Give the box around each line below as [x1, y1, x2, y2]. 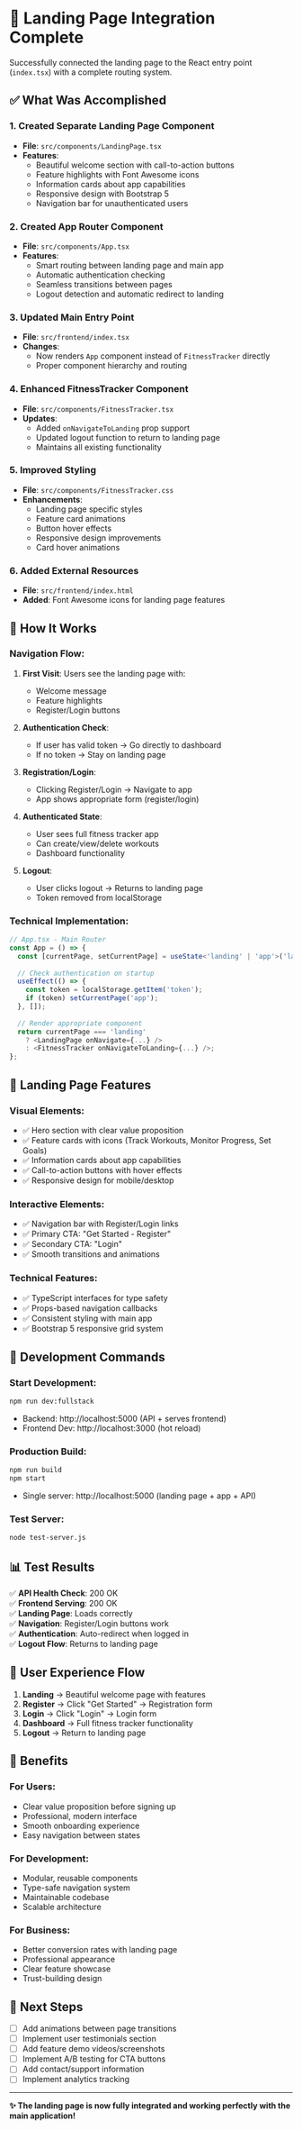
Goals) [22, 1144, 48, 1156]
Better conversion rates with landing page [22, 1944, 178, 1955]
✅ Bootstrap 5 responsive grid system [22, 1323, 164, 1334]
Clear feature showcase [22, 1963, 111, 1974]
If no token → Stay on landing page [35, 749, 166, 760]
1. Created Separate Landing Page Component [9, 120, 215, 132]
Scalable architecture [22, 1901, 102, 1912]
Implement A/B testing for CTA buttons [22, 2053, 166, 2064]
